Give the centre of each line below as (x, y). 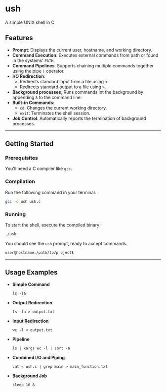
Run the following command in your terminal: (51, 192)
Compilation (20, 181)
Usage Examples (31, 272)
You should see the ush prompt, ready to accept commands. (66, 243)
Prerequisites (21, 158)
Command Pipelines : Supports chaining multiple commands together (83, 65)
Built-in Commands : (33, 103)
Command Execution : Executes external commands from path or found (85, 55)
